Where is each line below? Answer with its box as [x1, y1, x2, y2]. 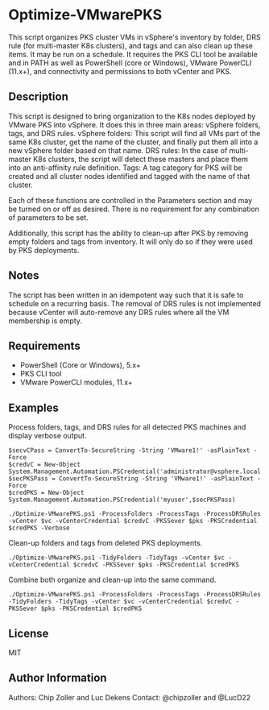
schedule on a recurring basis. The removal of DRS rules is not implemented [8, 298, 262, 308]
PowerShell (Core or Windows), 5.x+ [19, 360, 141, 370]
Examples [8, 401, 59, 414]
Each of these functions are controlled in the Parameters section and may [8, 195, 253, 205]
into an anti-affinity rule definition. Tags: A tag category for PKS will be [8, 163, 243, 172]
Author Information [8, 671, 107, 685]
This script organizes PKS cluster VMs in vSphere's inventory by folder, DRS [8, 32, 261, 42]
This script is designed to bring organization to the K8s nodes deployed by [8, 111, 256, 121]
